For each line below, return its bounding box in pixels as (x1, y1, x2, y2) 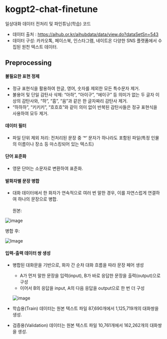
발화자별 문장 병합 (5, 177, 40, 183)
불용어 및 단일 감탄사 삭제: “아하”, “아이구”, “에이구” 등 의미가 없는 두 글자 (12, 91, 155, 97)
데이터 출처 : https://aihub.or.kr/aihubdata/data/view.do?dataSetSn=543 (12, 31, 159, 37)
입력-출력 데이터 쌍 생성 (5, 250, 51, 256)
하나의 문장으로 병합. (17, 196, 58, 202)
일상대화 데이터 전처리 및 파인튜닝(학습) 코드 (5, 20, 91, 26)
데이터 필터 (5, 122, 26, 128)
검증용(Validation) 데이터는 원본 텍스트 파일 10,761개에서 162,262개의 (12, 322, 149, 328)
